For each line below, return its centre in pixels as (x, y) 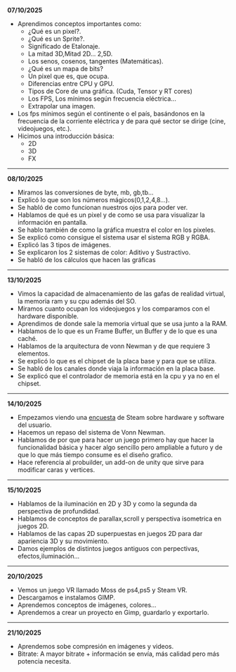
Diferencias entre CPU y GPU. (71, 83)
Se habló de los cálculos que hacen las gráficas (86, 260)
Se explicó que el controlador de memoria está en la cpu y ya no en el (118, 376)
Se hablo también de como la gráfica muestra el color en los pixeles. (117, 230)
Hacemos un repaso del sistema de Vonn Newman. (91, 432)
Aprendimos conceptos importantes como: (79, 24)
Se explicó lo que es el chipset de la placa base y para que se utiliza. (117, 361)
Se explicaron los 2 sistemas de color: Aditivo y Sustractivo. (104, 252)
